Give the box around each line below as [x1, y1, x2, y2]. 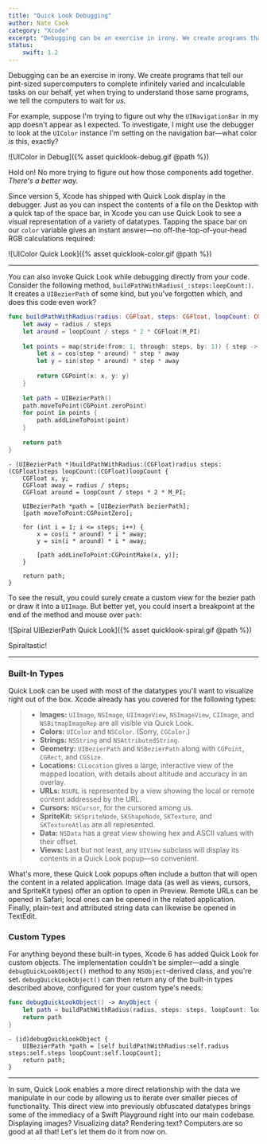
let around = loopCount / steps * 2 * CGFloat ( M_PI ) [22, 327, 201, 335]
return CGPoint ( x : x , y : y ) [37, 372, 130, 380]
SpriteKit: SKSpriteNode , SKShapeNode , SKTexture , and [39, 811, 212, 821]
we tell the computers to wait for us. [8, 96, 126, 105]
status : [8, 41, 34, 49]
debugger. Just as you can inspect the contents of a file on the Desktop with [8, 200, 258, 209]
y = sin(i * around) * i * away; [37, 537, 148, 545]
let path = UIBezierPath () [22, 394, 112, 402]
